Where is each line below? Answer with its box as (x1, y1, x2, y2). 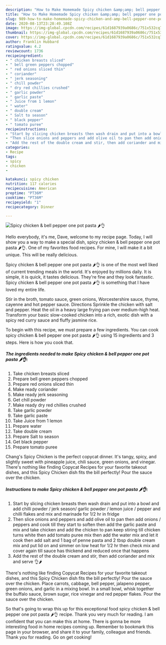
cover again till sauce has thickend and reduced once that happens (12, 548, 149, 554)
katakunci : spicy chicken (5, 177, 59, 182)
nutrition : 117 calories (5, 181, 57, 187)
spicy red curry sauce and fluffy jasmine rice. (5, 317, 98, 323)
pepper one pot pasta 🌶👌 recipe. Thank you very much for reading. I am (5, 611, 154, 617)
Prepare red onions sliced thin (12, 381, 74, 387)
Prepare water (12, 423, 42, 429)
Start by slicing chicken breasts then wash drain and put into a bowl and (12, 501, 159, 507)
